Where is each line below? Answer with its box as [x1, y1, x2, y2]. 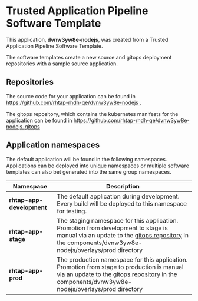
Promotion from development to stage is [57, 224, 168, 232]
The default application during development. [57, 192, 180, 200]
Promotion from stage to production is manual [57, 263, 184, 271]
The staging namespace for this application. [57, 216, 179, 224]
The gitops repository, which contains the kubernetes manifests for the [6, 110, 179, 117]
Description [105, 182, 140, 190]
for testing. [57, 207, 87, 215]
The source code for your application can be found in [6, 92, 136, 100]
